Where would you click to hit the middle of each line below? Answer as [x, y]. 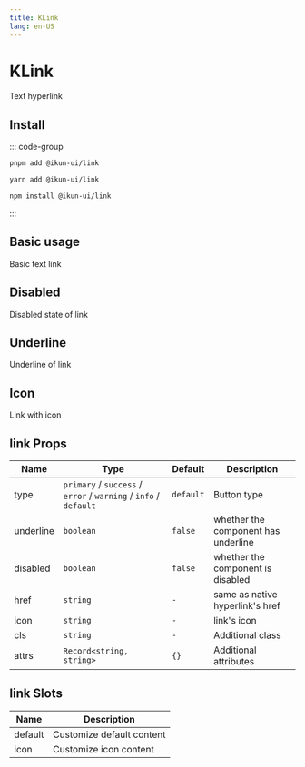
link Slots [36, 694]
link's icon [235, 620]
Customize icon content [103, 749]
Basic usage [44, 242]
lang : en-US [32, 26]
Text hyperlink [36, 96]
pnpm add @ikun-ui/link [54, 163]
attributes [234, 661]
